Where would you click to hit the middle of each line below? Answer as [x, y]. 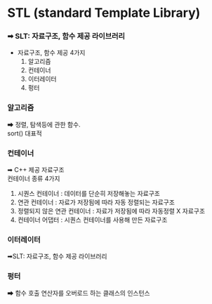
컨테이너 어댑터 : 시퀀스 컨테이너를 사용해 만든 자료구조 [92, 220]
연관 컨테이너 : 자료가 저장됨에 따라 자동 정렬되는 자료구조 [96, 202]
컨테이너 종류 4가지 [34, 179]
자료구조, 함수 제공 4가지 [51, 53]
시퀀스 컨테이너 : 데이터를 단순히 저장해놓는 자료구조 [88, 194]
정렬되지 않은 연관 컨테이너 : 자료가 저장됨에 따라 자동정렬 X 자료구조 [111, 211]
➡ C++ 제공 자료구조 [36, 170]
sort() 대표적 [25, 133]
